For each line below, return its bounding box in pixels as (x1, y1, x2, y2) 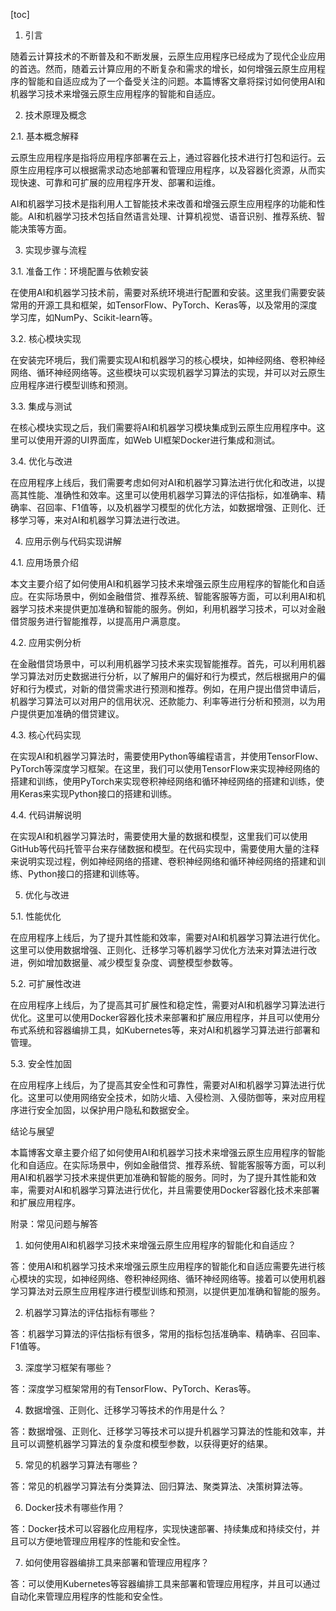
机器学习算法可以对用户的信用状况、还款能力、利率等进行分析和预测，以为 (10, 695, 317, 707)
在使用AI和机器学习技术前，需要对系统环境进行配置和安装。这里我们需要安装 (10, 287, 326, 298)
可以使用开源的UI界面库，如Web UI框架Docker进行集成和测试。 (18, 434, 281, 446)
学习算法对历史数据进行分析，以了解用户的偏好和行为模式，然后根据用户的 (10, 670, 317, 682)
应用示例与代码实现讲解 (24, 535, 122, 547)
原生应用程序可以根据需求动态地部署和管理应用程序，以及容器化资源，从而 (10, 164, 317, 176)
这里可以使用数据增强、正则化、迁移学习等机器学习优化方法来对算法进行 (10, 944, 308, 956)
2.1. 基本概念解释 (10, 130, 80, 142)
